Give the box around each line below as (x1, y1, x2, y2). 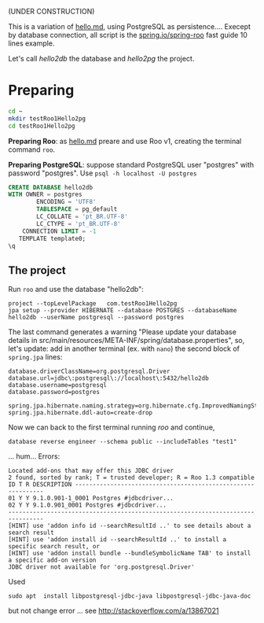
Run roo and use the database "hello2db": (8, 285, 144, 294)
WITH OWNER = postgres (8, 190, 82, 199)
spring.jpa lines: (8, 352, 63, 362)
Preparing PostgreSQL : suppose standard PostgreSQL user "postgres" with (8, 160, 255, 169)
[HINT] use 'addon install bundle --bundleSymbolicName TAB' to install (8, 550, 251, 558)
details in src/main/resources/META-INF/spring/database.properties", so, (8, 336, 245, 345)
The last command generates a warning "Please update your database (8, 327, 237, 337)
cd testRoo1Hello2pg (8, 122, 76, 130)
